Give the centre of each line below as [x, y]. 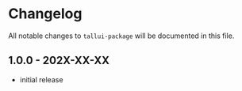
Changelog [45, 14]
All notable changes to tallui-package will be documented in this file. [121, 36]
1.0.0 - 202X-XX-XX [59, 61]
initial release [41, 79]
